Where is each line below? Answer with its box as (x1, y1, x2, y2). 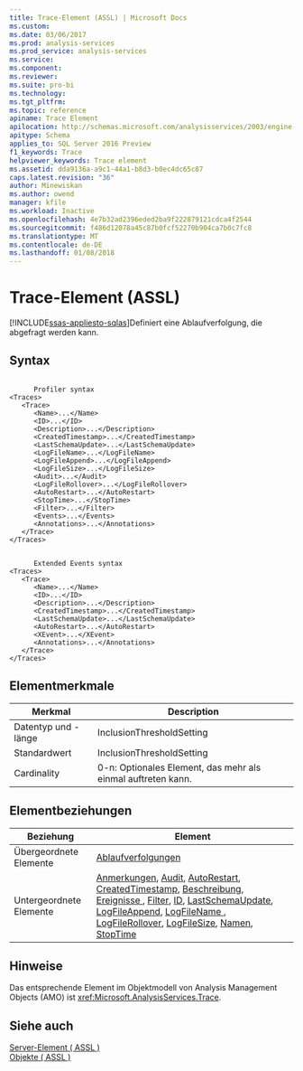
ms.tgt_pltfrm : (9, 97, 67, 107)
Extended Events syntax (32, 559, 124, 568)
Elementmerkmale (9, 679, 115, 694)
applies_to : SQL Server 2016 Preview (9, 139, 151, 148)
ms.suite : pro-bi (9, 80, 75, 89)
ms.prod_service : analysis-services (9, 47, 147, 56)
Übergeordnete (14, 845, 79, 858)
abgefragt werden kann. (9, 327, 99, 338)
